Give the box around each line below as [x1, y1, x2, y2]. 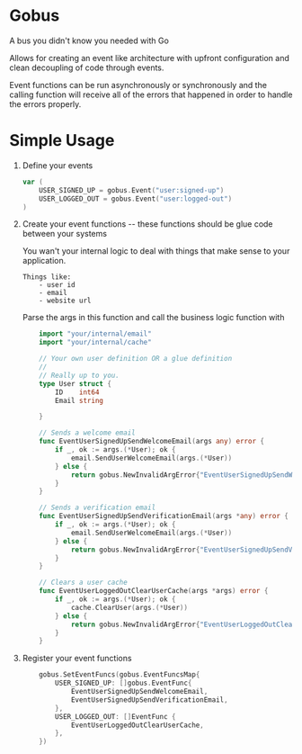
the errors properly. [9, 98, 82, 109]
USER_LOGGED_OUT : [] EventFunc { [55, 712, 176, 721]
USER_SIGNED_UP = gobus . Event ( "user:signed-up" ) [39, 185, 225, 194]
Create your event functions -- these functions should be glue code [22, 219, 273, 229]
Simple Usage [9, 130, 115, 151]
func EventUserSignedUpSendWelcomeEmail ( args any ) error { [39, 437, 265, 446]
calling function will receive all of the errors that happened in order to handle [9, 89, 293, 100]
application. [22, 256, 67, 266]
